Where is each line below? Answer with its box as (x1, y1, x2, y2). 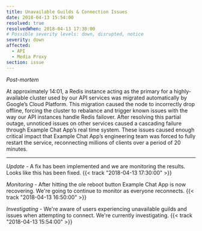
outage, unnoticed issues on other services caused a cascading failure (6, 119, 182, 127)
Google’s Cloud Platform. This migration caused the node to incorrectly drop (6, 100, 195, 107)
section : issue (6, 59, 44, 65)
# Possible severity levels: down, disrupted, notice (6, 31, 144, 37)
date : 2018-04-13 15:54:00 (6, 14, 74, 21)
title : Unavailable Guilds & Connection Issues (6, 8, 128, 15)
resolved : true (6, 20, 44, 26)
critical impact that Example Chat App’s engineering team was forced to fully (6, 132, 196, 139)
